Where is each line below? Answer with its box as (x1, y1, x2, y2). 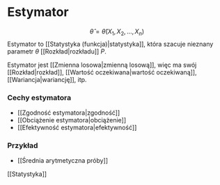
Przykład (7, 140, 38, 150)
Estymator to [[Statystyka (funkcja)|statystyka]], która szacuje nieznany (7, 40, 214, 48)
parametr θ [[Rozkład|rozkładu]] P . (7, 47, 107, 56)
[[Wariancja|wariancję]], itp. (7, 75, 87, 83)
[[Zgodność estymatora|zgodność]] (17, 108, 120, 117)
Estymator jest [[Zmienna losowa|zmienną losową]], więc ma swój (7, 61, 197, 69)
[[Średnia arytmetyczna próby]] (17, 156, 109, 165)
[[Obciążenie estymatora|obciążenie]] (17, 116, 127, 124)
